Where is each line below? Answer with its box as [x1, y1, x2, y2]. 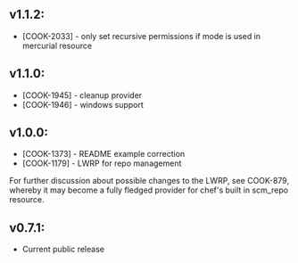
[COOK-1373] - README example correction [21, 149, 186, 160]
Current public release [21, 244, 105, 255]
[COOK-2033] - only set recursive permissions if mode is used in [21, 30, 261, 41]
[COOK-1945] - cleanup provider [21, 89, 143, 101]
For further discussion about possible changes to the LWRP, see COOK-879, [9, 176, 290, 186]
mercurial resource [21, 40, 92, 51]
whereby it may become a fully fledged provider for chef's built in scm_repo [9, 185, 288, 195]
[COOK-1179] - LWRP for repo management [21, 158, 182, 168]
